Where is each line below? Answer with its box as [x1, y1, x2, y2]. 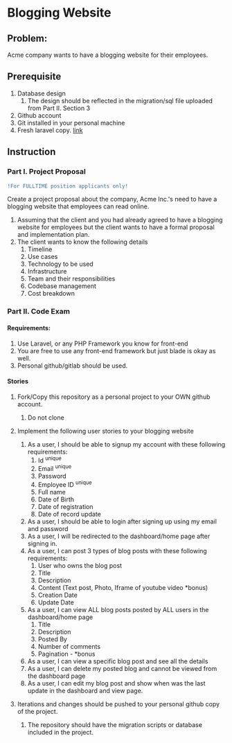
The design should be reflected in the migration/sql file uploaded [27, 96, 213, 105]
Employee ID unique [37, 479, 92, 489]
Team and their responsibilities [27, 275, 116, 283]
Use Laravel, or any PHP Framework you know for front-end [17, 339, 188, 348]
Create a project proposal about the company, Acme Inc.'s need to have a [7, 195, 217, 204]
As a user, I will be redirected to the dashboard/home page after [27, 532, 211, 540]
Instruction [7, 146, 56, 158]
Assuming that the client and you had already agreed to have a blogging [17, 216, 223, 224]
